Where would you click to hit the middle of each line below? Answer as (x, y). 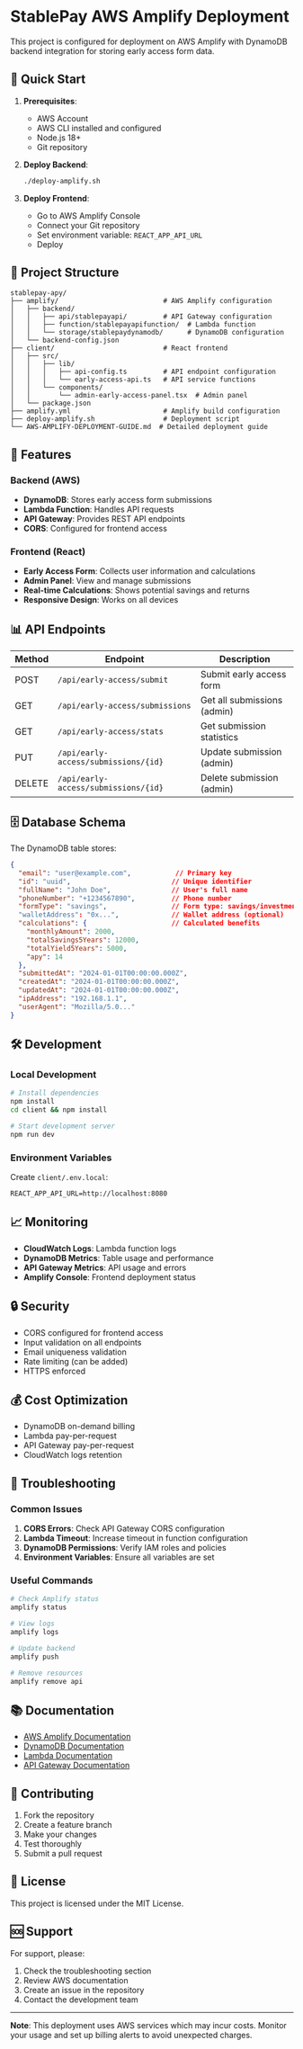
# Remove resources (47, 1673)
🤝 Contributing (52, 1793)
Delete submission (239, 778)
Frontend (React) (48, 552)
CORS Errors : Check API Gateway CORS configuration (124, 1529)
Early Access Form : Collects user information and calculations (139, 571)
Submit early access (243, 675)
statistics (219, 738)
